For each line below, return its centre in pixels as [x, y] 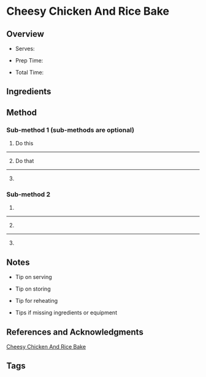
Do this [24, 143]
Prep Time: [29, 60]
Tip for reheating [36, 301]
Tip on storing [33, 289]
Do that [25, 161]
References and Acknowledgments [75, 332]
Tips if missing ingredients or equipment [66, 313]
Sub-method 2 [29, 194]
